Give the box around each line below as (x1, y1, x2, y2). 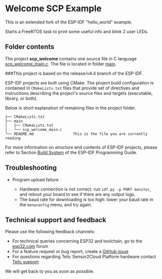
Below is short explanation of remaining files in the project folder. (5, 105, 136, 110)
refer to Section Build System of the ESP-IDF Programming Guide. (5, 150, 138, 155)
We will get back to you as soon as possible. (5, 268, 94, 274)
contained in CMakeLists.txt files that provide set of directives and (5, 85, 139, 91)
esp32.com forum (12, 243, 48, 249)
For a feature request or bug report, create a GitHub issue (12, 249, 129, 255)
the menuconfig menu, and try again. (19, 201, 92, 208)
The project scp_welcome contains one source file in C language (5, 56, 137, 62)
